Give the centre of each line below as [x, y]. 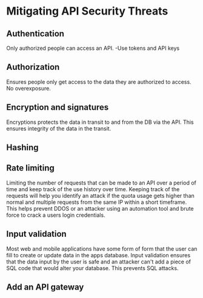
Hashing [22, 148]
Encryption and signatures [58, 107]
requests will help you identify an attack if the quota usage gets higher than [101, 195]
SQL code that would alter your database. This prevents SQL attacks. [92, 268]
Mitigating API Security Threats [87, 11]
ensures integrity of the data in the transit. [59, 128]
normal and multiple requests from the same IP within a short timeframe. [97, 202]
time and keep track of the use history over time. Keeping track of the [93, 189]
